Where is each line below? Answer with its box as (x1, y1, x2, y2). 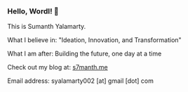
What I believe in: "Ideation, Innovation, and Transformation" (7, 36, 182, 44)
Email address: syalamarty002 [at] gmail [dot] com (7, 77, 154, 85)
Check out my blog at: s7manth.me (7, 63, 108, 72)
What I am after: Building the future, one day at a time (7, 49, 162, 58)
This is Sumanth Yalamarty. (7, 22, 86, 31)
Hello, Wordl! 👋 (7, 6, 60, 16)
